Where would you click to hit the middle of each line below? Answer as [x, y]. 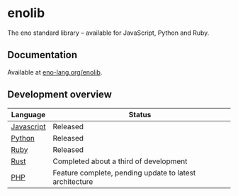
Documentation [42, 55]
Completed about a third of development [120, 161]
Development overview [59, 95]
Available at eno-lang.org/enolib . [55, 72]
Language [28, 114]
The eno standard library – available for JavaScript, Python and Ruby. [108, 33]
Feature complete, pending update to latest [124, 173]
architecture [73, 181]
